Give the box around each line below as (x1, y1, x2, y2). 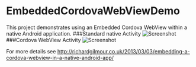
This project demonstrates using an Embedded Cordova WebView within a (6, 24, 188, 31)
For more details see (6, 47, 56, 55)
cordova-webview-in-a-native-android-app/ (6, 54, 114, 61)
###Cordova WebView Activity (6, 36, 81, 43)
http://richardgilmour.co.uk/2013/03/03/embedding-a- (57, 47, 191, 55)
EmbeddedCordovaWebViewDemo (6, 4, 181, 18)
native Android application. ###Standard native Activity (6, 30, 141, 37)
